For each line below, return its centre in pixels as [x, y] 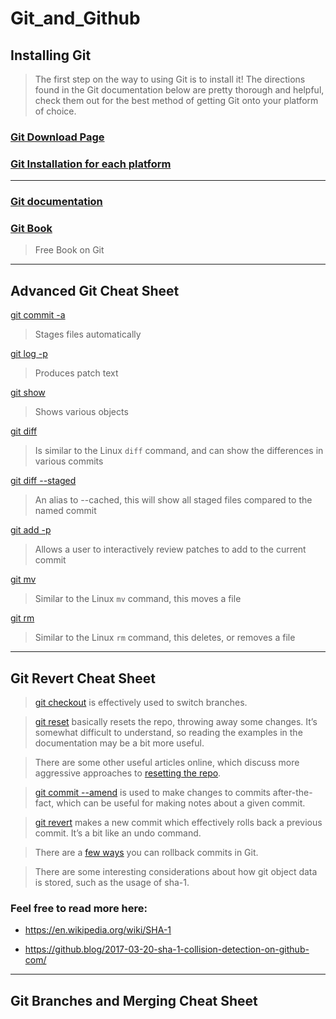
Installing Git [51, 55]
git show [28, 393]
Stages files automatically [88, 334]
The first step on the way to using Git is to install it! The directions [170, 79]
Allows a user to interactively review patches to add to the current [170, 549]
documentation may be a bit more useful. [119, 743]
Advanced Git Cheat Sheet [95, 290]
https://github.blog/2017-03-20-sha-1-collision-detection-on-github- [167, 949]
